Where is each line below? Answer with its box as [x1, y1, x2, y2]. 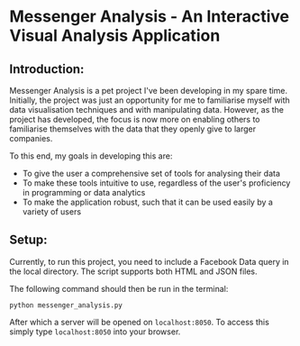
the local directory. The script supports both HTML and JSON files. [9, 266, 258, 277]
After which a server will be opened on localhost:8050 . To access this [9, 316, 270, 327]
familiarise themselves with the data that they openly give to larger [9, 123, 257, 134]
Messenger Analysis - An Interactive [9, 6, 290, 27]
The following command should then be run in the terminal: [9, 283, 229, 294]
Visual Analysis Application [9, 25, 221, 46]
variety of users [22, 206, 82, 217]
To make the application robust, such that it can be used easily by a [22, 196, 273, 207]
